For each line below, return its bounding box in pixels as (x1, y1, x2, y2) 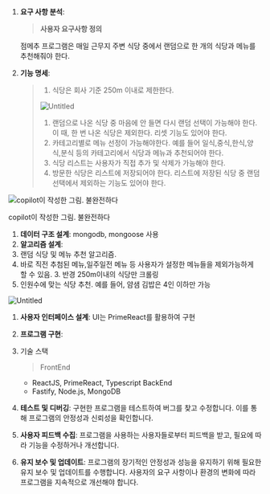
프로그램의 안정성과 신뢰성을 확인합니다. (28, 413, 154, 423)
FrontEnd (39, 362, 71, 372)
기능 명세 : (19, 68, 51, 78)
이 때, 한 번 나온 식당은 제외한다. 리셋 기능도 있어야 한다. (51, 128, 227, 137)
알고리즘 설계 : (19, 239, 63, 249)
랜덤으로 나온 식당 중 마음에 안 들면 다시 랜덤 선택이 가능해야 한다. (51, 118, 258, 127)
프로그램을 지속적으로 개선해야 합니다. (19, 477, 139, 487)
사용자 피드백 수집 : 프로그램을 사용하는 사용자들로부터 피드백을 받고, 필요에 (19, 431, 254, 439)
